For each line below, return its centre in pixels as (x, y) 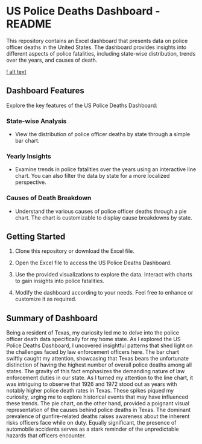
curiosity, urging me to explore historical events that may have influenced (97, 397)
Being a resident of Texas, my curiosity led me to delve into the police (93, 333)
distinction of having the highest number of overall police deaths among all (99, 365)
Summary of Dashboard (52, 318)
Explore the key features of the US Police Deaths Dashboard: (82, 105)
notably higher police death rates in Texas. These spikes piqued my (90, 391)
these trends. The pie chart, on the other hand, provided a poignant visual (98, 403)
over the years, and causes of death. (52, 60)
